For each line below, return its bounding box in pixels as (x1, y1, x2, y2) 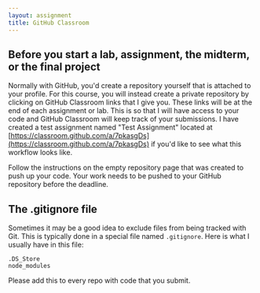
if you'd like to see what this (150, 139, 242, 149)
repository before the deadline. (8, 180, 108, 189)
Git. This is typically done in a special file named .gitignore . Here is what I (8, 232, 250, 241)
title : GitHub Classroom (8, 19, 90, 27)
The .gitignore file (8, 202, 98, 216)
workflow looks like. (8, 148, 73, 157)
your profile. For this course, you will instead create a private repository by (8, 90, 250, 99)
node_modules (8, 262, 51, 270)
